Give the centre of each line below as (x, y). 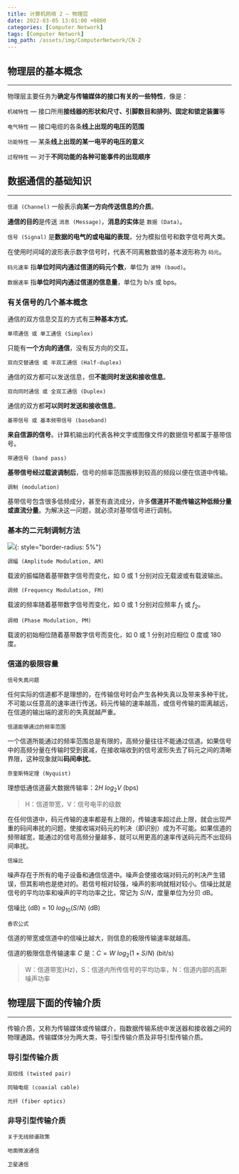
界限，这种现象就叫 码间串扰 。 (51, 759)
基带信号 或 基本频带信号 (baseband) (57, 421)
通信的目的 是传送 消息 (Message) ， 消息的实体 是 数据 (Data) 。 (97, 221)
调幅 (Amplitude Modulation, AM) (56, 562)
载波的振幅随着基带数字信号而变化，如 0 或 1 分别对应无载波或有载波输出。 (117, 576)
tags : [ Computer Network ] (46, 34)
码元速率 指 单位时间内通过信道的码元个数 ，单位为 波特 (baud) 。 (99, 267)
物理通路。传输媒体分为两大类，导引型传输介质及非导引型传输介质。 (107, 1037)
